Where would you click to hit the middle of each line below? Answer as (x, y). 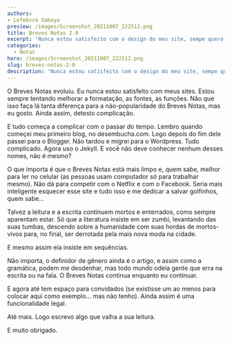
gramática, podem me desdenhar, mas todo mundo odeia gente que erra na (115, 268)
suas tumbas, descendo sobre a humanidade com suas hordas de (101, 226)
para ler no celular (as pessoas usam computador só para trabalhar (103, 176)
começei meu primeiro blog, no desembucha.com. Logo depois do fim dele (114, 134)
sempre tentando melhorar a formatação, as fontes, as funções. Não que (111, 98)
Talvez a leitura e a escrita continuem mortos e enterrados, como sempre (112, 212)
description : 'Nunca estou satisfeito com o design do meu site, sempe (112, 71)
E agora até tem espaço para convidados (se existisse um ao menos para (112, 289)
